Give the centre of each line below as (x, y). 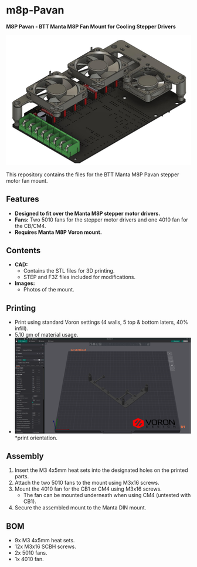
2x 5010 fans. (31, 553)
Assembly (25, 456)
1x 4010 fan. (29, 559)
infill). (21, 328)
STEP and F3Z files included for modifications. (79, 277)
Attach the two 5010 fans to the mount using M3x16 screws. (87, 483)
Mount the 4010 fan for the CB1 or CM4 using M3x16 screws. (88, 489)
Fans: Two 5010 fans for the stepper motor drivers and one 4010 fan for (101, 219)
